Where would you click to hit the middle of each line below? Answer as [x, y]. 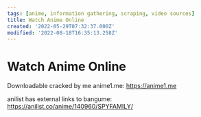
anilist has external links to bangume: [60, 99]
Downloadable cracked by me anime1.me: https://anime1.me [92, 86]
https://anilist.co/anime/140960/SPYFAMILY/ [70, 107]
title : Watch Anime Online [46, 20]
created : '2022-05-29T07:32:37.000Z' [61, 26]
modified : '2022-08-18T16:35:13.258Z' [62, 33]
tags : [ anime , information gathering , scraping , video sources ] [101, 13]
